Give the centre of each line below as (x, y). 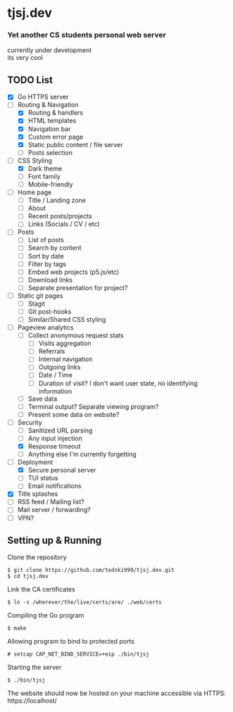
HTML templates (52, 120)
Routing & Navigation (48, 105)
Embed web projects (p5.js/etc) (74, 272)
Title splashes (38, 494)
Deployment (35, 462)
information (55, 391)
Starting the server (34, 668)
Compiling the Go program (46, 616)
